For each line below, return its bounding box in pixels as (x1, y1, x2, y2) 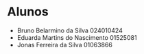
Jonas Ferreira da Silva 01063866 (16, 40, 113, 49)
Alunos (7, 4, 49, 20)
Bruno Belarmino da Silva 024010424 (16, 26, 123, 34)
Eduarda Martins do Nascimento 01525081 (16, 33, 137, 41)
